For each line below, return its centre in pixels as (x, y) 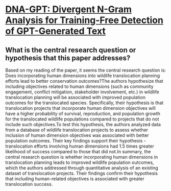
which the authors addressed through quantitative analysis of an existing (82, 168)
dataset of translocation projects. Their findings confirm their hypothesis (82, 173)
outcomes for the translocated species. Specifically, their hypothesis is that (84, 103)
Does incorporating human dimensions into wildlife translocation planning (82, 76)
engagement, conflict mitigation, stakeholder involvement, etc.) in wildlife (82, 92)
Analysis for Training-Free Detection (84, 20)
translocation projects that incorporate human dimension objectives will (80, 108)
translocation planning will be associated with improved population (75, 97)
